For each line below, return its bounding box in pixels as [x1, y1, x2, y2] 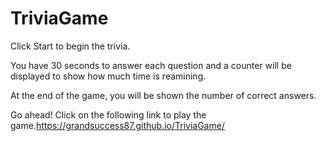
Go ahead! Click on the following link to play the [10, 108, 207, 121]
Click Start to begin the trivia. [10, 40, 131, 52]
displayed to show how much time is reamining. [10, 70, 207, 82]
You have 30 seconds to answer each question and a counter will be [10, 59, 292, 71]
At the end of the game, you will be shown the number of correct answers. [10, 89, 317, 101]
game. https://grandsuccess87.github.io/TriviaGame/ [10, 119, 225, 131]
